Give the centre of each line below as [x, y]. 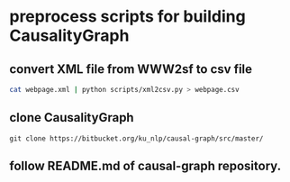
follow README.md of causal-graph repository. [145, 166]
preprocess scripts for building [127, 17]
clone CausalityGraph [72, 118]
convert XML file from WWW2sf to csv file [131, 69]
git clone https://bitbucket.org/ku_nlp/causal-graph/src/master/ [136, 138]
